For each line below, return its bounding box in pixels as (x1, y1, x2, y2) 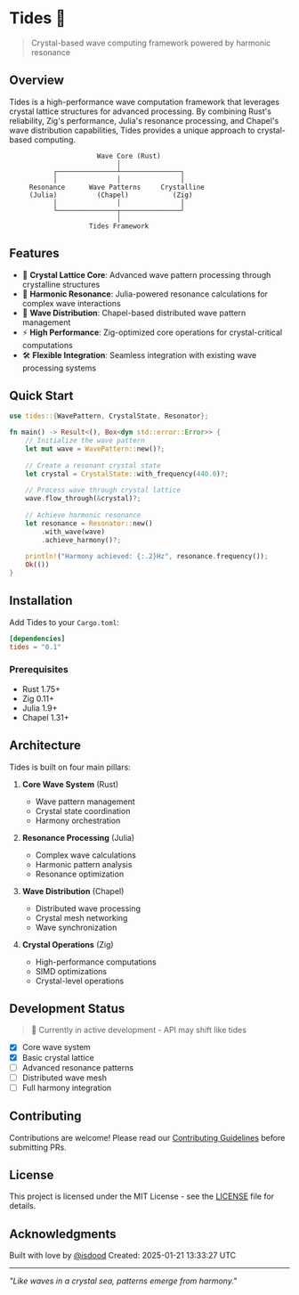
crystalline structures (21, 279, 101, 289)
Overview (9, 73, 65, 88)
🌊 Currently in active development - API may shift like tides (30, 1024, 247, 1036)
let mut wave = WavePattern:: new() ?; (25, 444, 166, 453)
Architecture (9, 738, 82, 753)
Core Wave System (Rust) (21, 778, 119, 789)
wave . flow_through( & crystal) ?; (25, 494, 141, 503)
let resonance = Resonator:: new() (25, 518, 153, 528)
